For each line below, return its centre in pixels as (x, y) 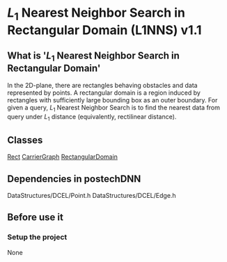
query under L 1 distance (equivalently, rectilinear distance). (92, 117)
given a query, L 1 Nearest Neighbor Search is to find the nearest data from (114, 108)
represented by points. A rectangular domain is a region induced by (104, 93)
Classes (25, 140)
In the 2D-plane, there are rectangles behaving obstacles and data (102, 85)
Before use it (36, 217)
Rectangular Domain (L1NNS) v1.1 (104, 30)
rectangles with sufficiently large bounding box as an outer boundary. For (112, 100)
